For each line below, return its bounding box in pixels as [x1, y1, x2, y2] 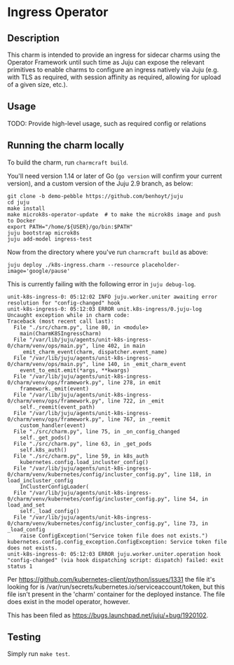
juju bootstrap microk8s [7, 229, 80, 237]
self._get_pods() [20, 434, 71, 441]
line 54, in [173, 495, 209, 503]
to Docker [7, 217, 36, 224]
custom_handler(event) [20, 421, 86, 429]
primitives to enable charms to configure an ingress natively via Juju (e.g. [7, 66, 219, 73]
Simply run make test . [7, 650, 70, 658]
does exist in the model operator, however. [7, 597, 130, 605]
